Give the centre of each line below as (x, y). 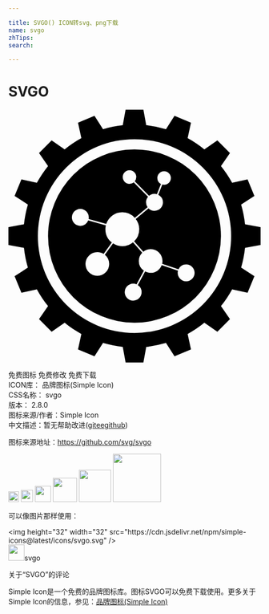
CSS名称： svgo (35, 395)
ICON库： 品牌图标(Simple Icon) (61, 385)
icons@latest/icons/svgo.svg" (58, 541)
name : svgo (26, 30)
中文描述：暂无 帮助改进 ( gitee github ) (68, 425)
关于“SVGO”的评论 (39, 575)
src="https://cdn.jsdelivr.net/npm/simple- (178, 532)
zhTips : (21, 38)
